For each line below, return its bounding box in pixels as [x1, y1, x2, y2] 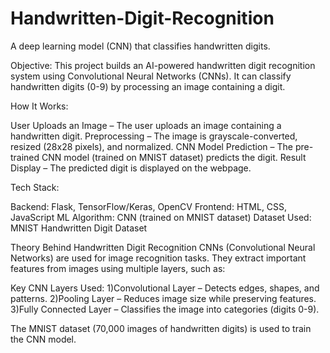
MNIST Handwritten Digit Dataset [10, 222, 148, 234]
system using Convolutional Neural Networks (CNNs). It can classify [10, 70, 292, 82]
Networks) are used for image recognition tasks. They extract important [10, 252, 307, 264]
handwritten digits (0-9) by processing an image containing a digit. [10, 80, 286, 92]
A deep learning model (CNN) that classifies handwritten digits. [10, 40, 271, 52]
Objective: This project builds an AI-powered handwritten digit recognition [10, 59, 316, 71]
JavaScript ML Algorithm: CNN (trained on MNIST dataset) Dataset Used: [10, 211, 312, 223]
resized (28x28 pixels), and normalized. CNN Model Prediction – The [10, 140, 293, 152]
